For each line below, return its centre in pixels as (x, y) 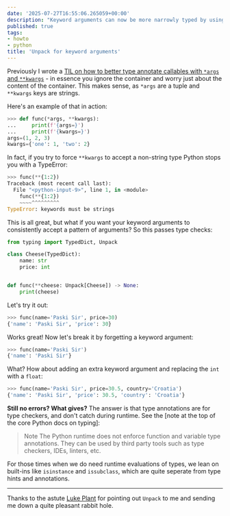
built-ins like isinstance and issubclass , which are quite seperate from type (114, 471)
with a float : (25, 376)
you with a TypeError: (38, 164)
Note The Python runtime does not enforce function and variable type (122, 436)
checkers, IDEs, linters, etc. (62, 451)
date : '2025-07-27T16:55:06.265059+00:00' (68, 13)
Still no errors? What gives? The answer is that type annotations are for (109, 408)
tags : (15, 33)
